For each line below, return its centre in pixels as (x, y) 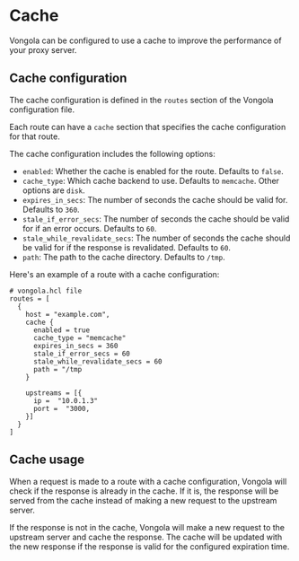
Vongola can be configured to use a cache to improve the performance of (145, 40)
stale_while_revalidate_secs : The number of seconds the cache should (156, 238)
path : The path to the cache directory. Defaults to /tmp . (124, 257)
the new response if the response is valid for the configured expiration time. (149, 546)
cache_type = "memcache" (79, 337)
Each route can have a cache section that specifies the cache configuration (148, 127)
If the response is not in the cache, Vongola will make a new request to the (147, 527)
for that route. (35, 136)
